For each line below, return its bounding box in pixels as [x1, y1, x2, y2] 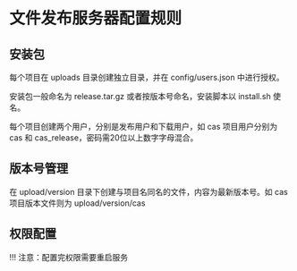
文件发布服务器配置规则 [9, 8, 182, 29]
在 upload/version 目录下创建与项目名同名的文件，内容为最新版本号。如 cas [9, 186, 288, 197]
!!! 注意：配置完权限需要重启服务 [9, 251, 129, 262]
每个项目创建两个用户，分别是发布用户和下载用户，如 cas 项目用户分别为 [9, 122, 278, 131]
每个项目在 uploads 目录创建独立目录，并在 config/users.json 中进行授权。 [9, 72, 284, 82]
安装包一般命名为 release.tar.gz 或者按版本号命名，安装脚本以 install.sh [9, 91, 271, 101]
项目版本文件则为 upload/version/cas [9, 198, 146, 208]
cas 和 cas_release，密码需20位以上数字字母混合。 [9, 132, 199, 143]
